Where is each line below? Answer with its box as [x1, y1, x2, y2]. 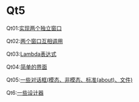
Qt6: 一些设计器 [6, 89, 44, 96]
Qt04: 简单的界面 [6, 63, 47, 70]
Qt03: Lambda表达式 [6, 50, 56, 58]
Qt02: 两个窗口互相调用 [6, 37, 63, 44]
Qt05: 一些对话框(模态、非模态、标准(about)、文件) [6, 76, 133, 83]
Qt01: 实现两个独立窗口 [6, 24, 62, 32]
